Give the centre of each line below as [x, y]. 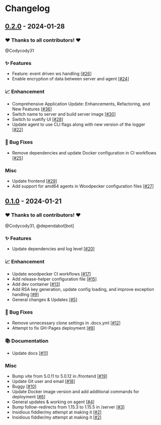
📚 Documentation [27, 341]
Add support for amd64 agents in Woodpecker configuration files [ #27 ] [83, 186]
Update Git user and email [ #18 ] [44, 381]
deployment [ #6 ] [29, 397]
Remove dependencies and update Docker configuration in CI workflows [84, 152]
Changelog [27, 8]
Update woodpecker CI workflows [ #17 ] [51, 274]
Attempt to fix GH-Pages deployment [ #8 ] [54, 328]
